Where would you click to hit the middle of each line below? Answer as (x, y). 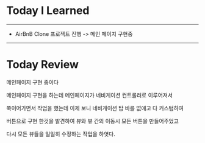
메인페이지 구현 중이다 (33, 82)
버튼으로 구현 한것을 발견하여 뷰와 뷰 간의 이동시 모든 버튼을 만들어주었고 (92, 121)
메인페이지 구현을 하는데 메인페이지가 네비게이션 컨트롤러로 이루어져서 (89, 95)
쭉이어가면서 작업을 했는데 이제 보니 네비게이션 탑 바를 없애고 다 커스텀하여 (95, 108)
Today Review (43, 65)
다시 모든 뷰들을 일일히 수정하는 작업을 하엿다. (61, 134)
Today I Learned (48, 11)
